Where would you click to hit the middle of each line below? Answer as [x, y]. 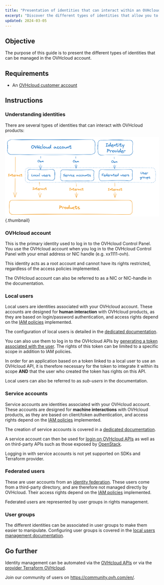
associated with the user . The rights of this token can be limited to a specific [82, 346]
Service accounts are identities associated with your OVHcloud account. [78, 404]
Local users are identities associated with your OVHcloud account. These [79, 307]
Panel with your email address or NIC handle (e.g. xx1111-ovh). [67, 254]
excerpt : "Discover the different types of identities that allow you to [82, 15]
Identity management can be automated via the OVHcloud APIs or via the [79, 562]
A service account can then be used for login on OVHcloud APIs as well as [80, 439]
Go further [21, 551]
